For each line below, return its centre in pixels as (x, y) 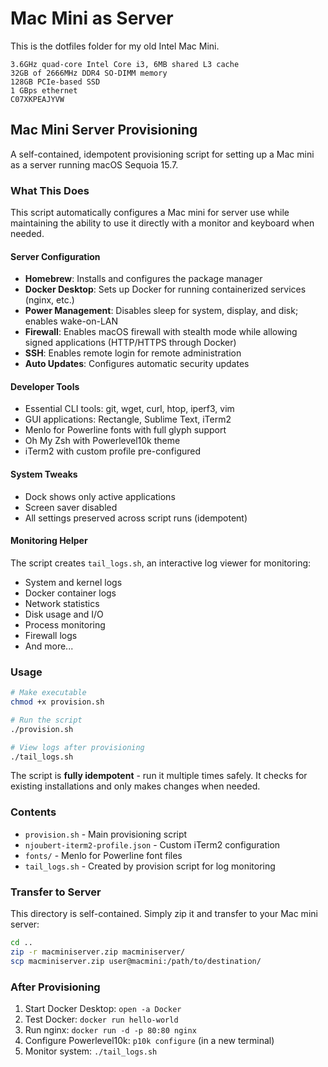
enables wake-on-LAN (71, 321)
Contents (33, 812)
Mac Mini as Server (92, 18)
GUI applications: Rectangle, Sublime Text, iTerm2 (128, 419)
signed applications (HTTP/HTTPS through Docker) (130, 343)
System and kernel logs (73, 582)
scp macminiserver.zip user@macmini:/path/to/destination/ (136, 961)
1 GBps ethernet (44, 90)
